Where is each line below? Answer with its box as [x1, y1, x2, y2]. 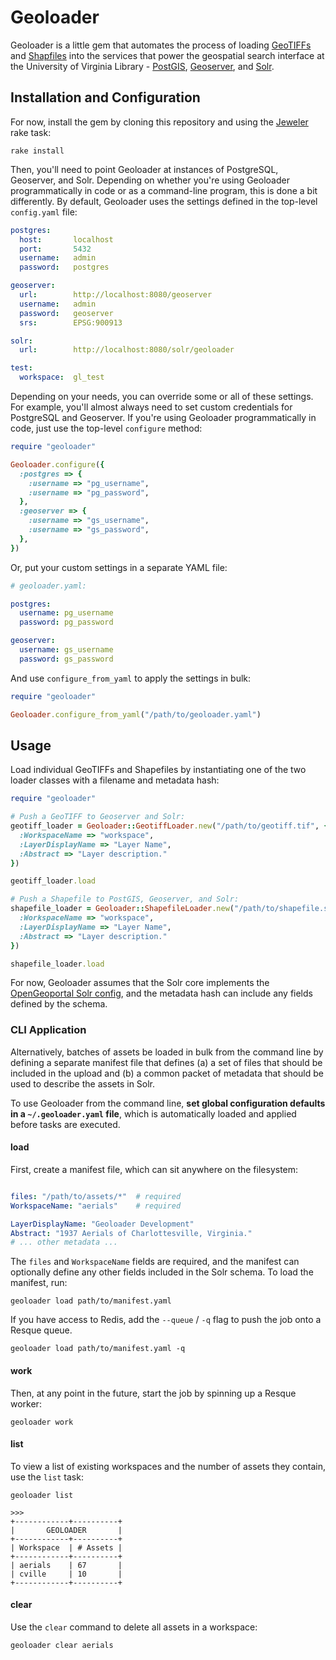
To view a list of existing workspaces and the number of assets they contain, [10, 1460, 326, 1472]
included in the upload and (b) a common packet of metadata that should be [10, 1067, 324, 1079]
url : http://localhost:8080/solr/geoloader [19, 345, 235, 355]
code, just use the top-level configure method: [10, 422, 203, 434]
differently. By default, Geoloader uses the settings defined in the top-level [10, 195, 318, 207]
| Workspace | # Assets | [10, 1542, 123, 1553]
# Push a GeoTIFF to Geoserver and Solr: [10, 812, 186, 822]
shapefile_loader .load [10, 959, 105, 969]
